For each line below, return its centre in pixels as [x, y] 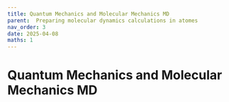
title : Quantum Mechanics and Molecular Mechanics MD [89, 14]
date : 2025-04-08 [33, 34]
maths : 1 [20, 40]
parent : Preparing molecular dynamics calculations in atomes [103, 21]
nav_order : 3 [27, 27]
